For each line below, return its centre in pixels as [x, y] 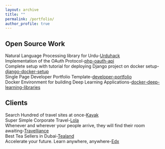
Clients [16, 103]
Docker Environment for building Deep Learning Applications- [68, 82]
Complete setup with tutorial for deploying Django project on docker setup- [82, 66]
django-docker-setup [27, 72]
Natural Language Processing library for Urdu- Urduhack [63, 56]
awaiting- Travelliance [27, 131]
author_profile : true [28, 24]
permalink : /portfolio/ [30, 19]
